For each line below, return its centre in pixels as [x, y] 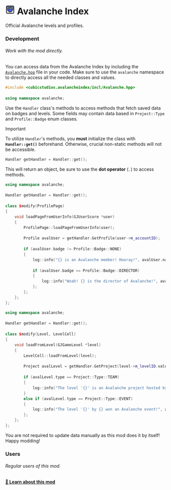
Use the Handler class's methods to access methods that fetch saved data [83, 108]
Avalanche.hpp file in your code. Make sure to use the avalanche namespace [85, 72]
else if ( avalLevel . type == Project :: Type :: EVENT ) [78, 399]
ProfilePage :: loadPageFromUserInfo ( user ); [69, 227]
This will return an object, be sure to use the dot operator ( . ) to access [80, 169]
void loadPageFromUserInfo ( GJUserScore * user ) [65, 217]
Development [22, 39]
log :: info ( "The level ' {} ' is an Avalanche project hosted [96, 388]
